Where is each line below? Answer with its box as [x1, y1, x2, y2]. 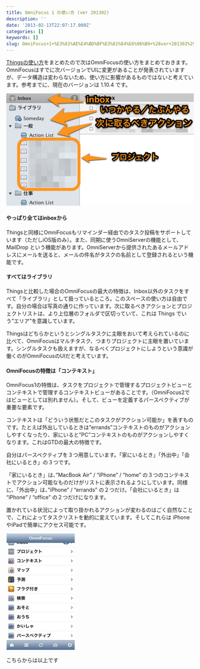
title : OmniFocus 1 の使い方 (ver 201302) [6, 10, 110, 15]
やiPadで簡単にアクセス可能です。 [6, 521, 89, 529]
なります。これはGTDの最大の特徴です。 [6, 439, 105, 446]
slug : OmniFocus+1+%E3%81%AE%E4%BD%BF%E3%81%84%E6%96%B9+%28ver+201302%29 [6, 41, 196, 47]
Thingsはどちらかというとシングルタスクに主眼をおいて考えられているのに [6, 330, 190, 337]
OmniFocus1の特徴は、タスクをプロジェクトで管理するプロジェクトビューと [6, 382, 193, 389]
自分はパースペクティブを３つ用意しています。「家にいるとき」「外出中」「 [6, 451, 185, 458]
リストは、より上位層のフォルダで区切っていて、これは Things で [21, 310, 182, 317]
